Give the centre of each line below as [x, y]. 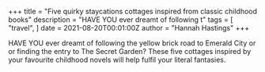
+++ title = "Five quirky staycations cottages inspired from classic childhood [133, 11]
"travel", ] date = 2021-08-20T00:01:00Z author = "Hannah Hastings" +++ [129, 28]
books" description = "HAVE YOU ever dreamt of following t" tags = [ [121, 20]
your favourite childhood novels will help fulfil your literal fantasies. [117, 59]
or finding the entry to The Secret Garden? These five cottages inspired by [130, 51]
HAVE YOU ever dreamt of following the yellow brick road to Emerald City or [132, 43]
